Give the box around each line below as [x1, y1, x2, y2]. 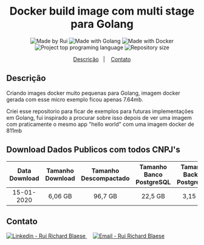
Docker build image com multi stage [9, 4, 195, 18]
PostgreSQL [135, 178, 171, 186]
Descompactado [81, 174, 130, 182]
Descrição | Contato [73, 55, 131, 63]
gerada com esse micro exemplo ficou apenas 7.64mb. [6, 95, 144, 103]
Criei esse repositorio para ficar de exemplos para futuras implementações [6, 108, 194, 115]
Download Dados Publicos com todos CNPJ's [6, 145, 181, 155]
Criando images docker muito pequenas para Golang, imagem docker [6, 89, 181, 97]
